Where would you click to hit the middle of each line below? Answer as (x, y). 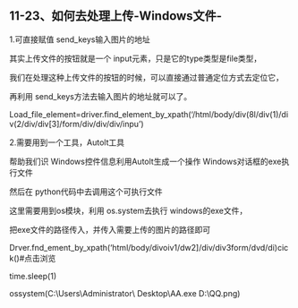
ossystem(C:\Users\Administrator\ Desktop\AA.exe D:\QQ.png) (125, 293)
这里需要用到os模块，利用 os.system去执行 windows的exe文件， (128, 210)
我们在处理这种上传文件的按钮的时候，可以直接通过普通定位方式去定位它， (146, 77)
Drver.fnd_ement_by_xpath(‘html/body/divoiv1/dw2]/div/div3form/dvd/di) (144, 247)
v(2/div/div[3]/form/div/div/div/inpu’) (77, 124)
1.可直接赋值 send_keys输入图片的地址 (80, 39)
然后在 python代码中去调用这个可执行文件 (86, 192)
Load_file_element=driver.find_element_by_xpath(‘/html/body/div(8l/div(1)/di (149, 114)
